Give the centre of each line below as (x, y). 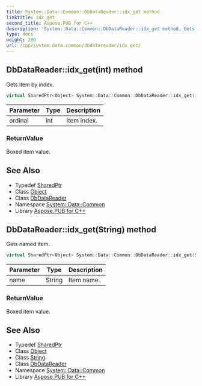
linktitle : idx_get (31, 17)
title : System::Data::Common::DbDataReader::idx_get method (83, 12)
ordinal (19, 120)
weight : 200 (21, 40)
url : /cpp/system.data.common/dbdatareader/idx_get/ (74, 46)
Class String (30, 358)
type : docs (20, 34)
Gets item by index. (30, 84)
